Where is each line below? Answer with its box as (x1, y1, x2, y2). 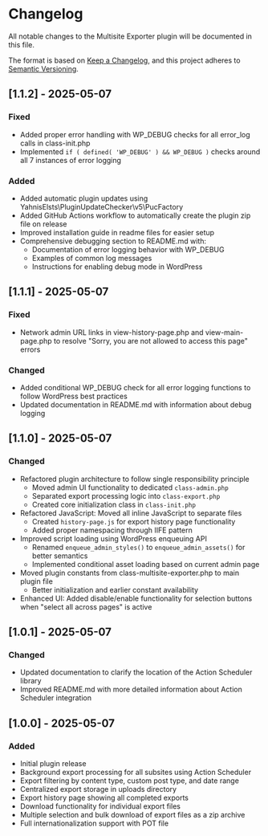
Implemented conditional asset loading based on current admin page (31, 559, 260, 569)
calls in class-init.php (19, 138, 91, 148)
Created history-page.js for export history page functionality (31, 516, 236, 526)
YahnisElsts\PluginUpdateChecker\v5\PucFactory (19, 202, 184, 211)
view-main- (205, 327, 244, 337)
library (19, 676, 42, 686)
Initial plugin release (19, 758, 87, 768)
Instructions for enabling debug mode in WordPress (31, 262, 203, 271)
